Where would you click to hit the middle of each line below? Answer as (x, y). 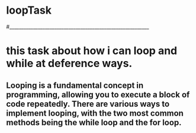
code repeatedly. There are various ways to (88, 104)
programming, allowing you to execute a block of (98, 95)
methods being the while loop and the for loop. (94, 122)
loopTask (29, 10)
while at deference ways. (69, 64)
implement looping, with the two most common (95, 113)
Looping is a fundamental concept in (75, 85)
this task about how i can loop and (92, 51)
